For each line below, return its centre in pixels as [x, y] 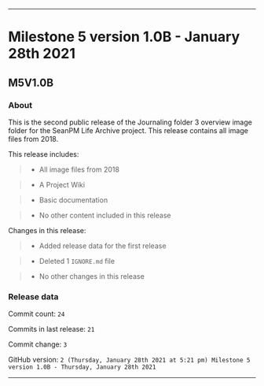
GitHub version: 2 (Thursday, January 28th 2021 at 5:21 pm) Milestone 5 [129, 360]
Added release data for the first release [103, 246]
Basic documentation [73, 200]
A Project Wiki [62, 184]
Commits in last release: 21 [51, 329]
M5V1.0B [31, 82]
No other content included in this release [105, 215]
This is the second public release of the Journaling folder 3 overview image [130, 122]
